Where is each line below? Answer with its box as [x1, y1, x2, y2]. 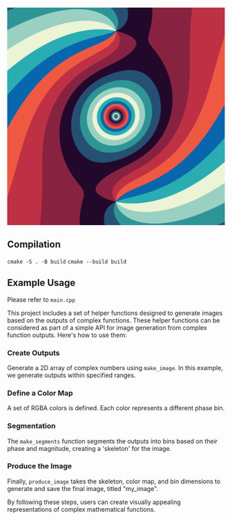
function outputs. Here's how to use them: [7, 331, 127, 339]
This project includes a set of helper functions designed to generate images [7, 309, 223, 317]
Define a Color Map [7, 388, 74, 398]
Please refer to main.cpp [7, 295, 76, 304]
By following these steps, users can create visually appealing [7, 498, 181, 506]
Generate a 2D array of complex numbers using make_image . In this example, [7, 363, 223, 372]
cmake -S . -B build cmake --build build [7, 258, 126, 265]
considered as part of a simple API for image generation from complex [7, 323, 207, 331]
